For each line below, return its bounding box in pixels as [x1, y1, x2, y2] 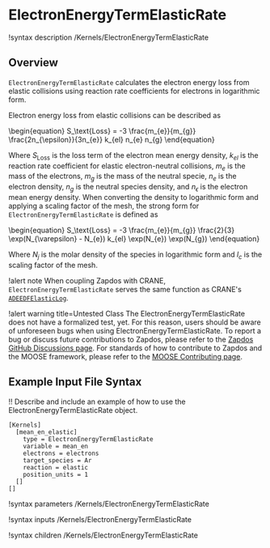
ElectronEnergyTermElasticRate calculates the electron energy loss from [8, 77, 250, 87]
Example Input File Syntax [8, 375, 142, 389]
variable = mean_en [23, 442, 89, 450]
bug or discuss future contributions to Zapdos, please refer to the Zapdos [8, 334, 254, 344]
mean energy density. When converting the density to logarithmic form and [8, 192, 259, 202]
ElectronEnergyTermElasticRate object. [8, 405, 138, 414]
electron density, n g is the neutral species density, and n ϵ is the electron [8, 182, 248, 193]
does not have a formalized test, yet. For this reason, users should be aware [8, 317, 261, 327]
